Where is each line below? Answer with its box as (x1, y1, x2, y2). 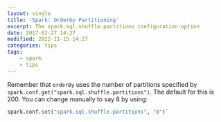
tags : (7, 49, 23, 56)
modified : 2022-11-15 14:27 (7, 36, 89, 43)
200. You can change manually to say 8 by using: (7, 94, 148, 103)
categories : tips (7, 42, 58, 49)
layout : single (7, 10, 51, 17)
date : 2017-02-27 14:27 (7, 29, 76, 37)
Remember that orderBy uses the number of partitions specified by (7, 80, 197, 88)
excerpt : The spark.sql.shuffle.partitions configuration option (7, 23, 200, 30)
